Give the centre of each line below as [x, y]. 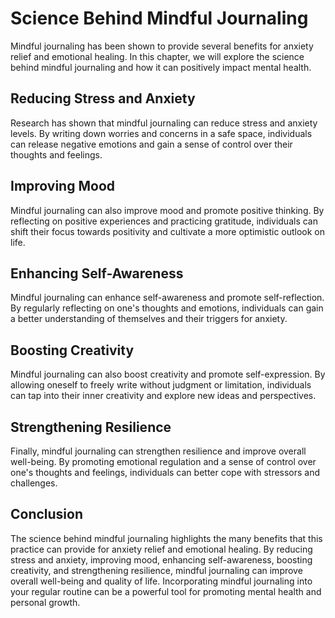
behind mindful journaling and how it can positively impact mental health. [161, 67]
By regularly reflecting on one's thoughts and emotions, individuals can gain [167, 308]
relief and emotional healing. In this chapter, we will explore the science [157, 56]
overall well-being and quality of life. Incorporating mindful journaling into [161, 581]
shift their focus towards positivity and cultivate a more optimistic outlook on [168, 231]
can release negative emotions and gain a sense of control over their [151, 144]
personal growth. [45, 602]
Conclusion [47, 514]
